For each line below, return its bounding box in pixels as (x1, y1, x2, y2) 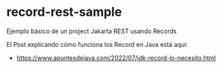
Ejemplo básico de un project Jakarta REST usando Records (6, 27, 177, 35)
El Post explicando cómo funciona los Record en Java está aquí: (6, 40, 189, 48)
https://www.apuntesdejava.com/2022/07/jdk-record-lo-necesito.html (16, 53, 216, 62)
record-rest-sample (6, 4, 122, 20)
